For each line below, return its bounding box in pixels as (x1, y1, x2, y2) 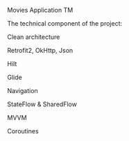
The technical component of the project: (7, 19, 123, 27)
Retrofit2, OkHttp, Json (7, 47, 74, 54)
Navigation (7, 87, 38, 94)
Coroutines (7, 127, 40, 135)
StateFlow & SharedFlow (7, 100, 78, 108)
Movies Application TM (7, 6, 74, 14)
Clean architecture (7, 33, 60, 41)
